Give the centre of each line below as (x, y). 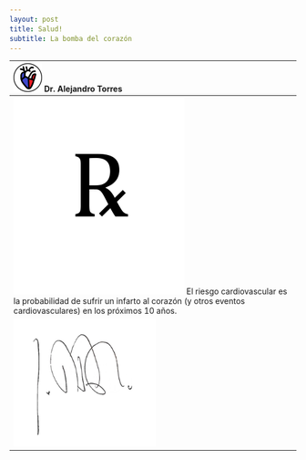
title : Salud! (36, 29)
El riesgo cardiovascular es (237, 291)
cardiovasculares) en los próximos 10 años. (95, 311)
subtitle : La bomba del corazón (71, 38)
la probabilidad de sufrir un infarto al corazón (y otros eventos (129, 301)
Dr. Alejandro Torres (83, 89)
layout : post (34, 19)
